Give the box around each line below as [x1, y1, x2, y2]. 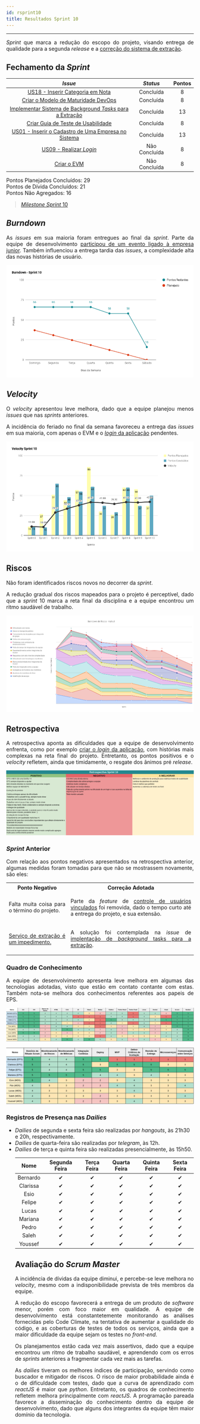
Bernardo [17, 1174, 40, 1181]
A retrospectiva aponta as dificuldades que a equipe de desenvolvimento [6, 739, 194, 747]
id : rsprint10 [6, 10, 42, 16]
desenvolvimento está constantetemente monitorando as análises [14, 1312, 194, 1319]
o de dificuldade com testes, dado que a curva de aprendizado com [14, 1379, 194, 1386]
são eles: [6, 871, 29, 878]
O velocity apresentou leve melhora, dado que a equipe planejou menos [6, 405, 194, 412]
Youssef [18, 1240, 39, 1247]
